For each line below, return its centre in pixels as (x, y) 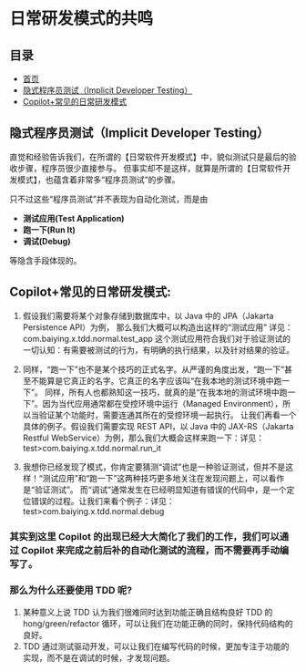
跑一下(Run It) (49, 230)
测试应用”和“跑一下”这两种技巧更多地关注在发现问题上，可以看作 (163, 478)
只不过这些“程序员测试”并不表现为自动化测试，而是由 (109, 199)
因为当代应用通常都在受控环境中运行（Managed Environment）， (163, 403)
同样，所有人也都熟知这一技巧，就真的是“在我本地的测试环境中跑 (166, 392)
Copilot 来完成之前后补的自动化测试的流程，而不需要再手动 (151, 550)
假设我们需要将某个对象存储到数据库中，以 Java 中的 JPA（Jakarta (148, 315)
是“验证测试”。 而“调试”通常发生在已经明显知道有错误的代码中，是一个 (154, 490)
